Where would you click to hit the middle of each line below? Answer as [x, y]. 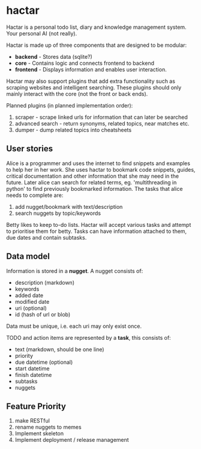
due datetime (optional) [44, 362]
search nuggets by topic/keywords [58, 213]
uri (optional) [31, 308]
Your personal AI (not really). [42, 33]
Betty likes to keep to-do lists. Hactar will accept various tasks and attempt [99, 224]
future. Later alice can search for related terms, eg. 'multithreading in [91, 182]
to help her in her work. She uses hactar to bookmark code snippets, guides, [101, 169]
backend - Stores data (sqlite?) [54, 56]
